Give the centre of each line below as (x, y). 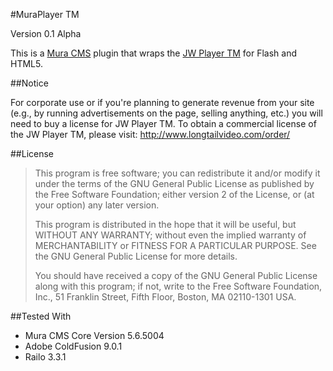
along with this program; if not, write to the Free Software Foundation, (178, 286)
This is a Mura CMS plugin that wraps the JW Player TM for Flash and (153, 53)
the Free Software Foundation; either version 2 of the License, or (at (174, 194)
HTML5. (26, 63)
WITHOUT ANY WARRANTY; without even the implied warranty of (170, 235)
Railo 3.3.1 (45, 357)
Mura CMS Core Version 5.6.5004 (94, 335)
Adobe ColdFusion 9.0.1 (73, 346)
